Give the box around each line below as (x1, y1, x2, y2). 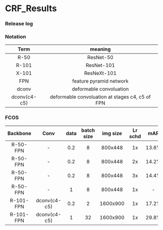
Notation (5, 34, 26, 40)
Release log (5, 20, 33, 27)
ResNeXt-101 (84, 70, 117, 77)
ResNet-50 (87, 54, 114, 61)
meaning (90, 46, 111, 53)
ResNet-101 (85, 62, 115, 69)
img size (102, 130, 122, 137)
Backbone (7, 130, 32, 137)
